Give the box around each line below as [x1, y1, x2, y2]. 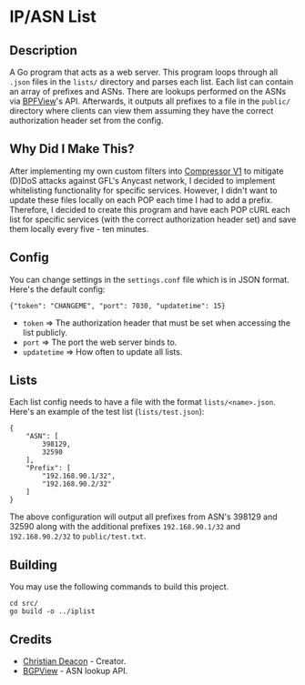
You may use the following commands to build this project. [9, 581, 229, 592]
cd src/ [9, 599, 39, 609]
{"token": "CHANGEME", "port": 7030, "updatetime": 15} [9, 301, 226, 310]
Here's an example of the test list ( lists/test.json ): [9, 407, 205, 418]
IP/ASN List [9, 6, 97, 27]
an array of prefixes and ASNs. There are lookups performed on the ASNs [9, 86, 287, 96]
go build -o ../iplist [9, 607, 96, 616]
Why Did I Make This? [9, 141, 135, 156]
